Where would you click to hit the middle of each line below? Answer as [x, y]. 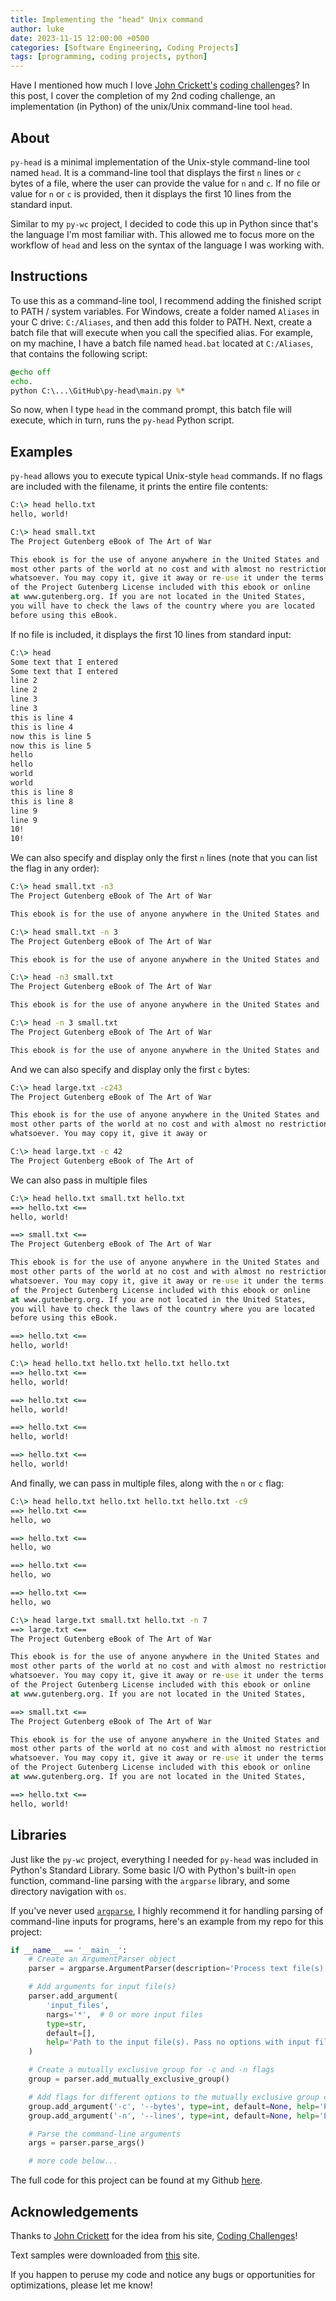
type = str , [66, 2024]
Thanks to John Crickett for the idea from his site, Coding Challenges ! [154, 2235]
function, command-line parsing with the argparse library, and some [150, 1880]
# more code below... [73, 2161]
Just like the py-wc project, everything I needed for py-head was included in [164, 1859]
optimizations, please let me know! [81, 2285]
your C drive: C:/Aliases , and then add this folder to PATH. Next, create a [161, 322]
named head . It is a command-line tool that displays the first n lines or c [156, 172]
